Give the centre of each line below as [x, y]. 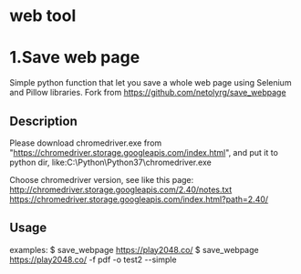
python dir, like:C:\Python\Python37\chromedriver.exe [110, 162]
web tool [43, 16]
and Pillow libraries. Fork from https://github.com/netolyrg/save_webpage [148, 93]
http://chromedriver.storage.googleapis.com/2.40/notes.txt [121, 189]
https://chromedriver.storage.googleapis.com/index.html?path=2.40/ [139, 199]
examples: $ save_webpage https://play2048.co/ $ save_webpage [134, 249]
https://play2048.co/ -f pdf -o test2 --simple [93, 259]
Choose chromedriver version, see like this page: [102, 179]
